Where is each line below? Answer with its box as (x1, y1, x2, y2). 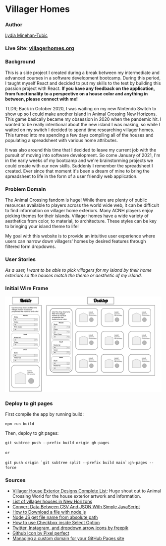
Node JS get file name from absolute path (12, 514, 98, 520)
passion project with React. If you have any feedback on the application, (5, 85, 155, 91)
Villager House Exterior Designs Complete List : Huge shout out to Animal (12, 488, 161, 494)
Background (5, 58, 36, 65)
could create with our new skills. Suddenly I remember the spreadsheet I (5, 162, 153, 168)
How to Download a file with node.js (12, 509, 86, 515)
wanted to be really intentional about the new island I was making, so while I (5, 121, 160, 127)
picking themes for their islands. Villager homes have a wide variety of (5, 213, 149, 219)
